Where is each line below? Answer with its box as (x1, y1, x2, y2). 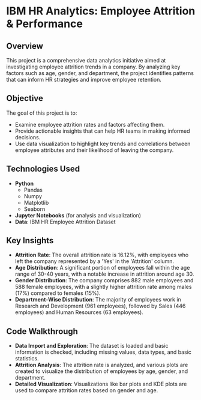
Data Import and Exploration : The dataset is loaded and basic (14, 342, 169, 350)
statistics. (14, 355, 39, 362)
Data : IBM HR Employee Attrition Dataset (14, 218, 116, 225)
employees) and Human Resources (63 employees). (14, 309, 144, 316)
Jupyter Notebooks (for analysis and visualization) (14, 211, 142, 219)
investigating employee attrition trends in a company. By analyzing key (6, 63, 181, 70)
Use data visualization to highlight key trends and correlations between (14, 140, 191, 147)
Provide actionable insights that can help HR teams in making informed (14, 127, 190, 135)
